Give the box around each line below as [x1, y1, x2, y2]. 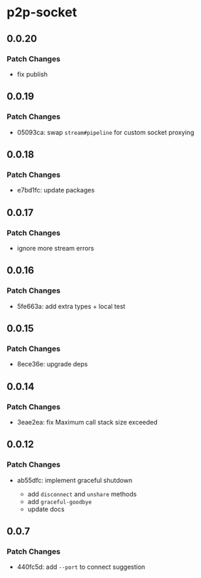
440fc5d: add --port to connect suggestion [16, 562, 146, 572]
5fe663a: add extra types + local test [16, 302, 126, 310]
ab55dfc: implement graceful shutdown [16, 476, 133, 484]
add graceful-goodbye [27, 497, 92, 506]
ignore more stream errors [16, 244, 94, 252]
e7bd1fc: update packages [16, 186, 95, 195]
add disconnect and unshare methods [27, 489, 137, 498]
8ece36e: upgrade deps [16, 360, 88, 369]
